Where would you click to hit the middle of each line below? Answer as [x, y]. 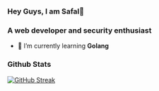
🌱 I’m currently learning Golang [63, 46]
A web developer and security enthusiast [79, 30]
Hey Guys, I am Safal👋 [46, 11]
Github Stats [29, 65]
